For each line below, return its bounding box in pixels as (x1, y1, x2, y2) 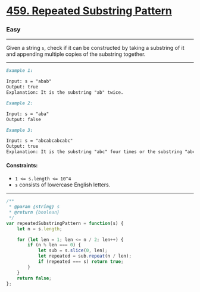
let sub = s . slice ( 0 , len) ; (37, 247, 108, 253)
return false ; (17, 275, 52, 281)
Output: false (6, 116, 42, 122)
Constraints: (6, 161, 38, 169)
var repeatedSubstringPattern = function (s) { (6, 220, 124, 226)
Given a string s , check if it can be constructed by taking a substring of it (6, 45, 185, 52)
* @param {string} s (8, 204, 60, 210)
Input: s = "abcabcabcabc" (6, 138, 73, 144)
